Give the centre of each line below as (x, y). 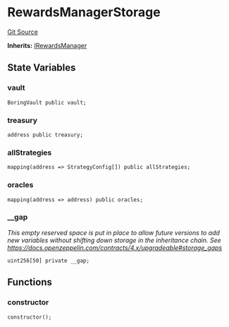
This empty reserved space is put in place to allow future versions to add (114, 232)
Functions (30, 282)
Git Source (23, 32)
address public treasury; (45, 135)
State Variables (42, 68)
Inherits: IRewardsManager (47, 45)
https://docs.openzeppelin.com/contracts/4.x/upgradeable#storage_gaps (115, 247)
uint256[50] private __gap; (49, 261)
